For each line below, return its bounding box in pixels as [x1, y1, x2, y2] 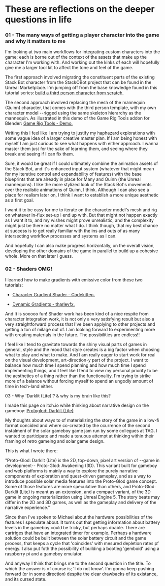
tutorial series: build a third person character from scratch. [5, 90, 124, 96]
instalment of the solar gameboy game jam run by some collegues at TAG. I [5, 428, 158, 433]
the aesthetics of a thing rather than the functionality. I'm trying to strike [5, 373, 151, 379]
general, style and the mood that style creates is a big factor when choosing [5, 347, 160, 352]
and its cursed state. [5, 576, 47, 582]
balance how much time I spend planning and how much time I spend [5, 362, 146, 368]
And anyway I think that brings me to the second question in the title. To [5, 560, 151, 566]
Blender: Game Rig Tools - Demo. [5, 120, 73, 126]
